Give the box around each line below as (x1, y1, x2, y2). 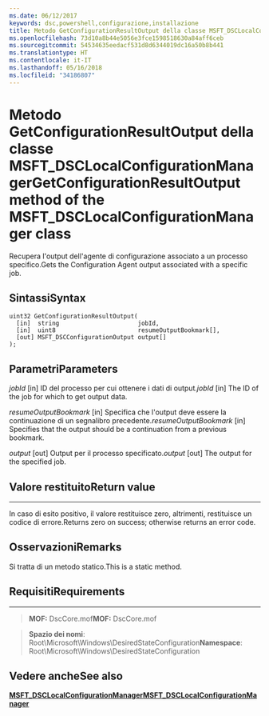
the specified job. (9, 457, 67, 466)
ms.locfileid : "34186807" (9, 71, 95, 79)
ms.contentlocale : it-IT (9, 57, 92, 65)
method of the (9, 190, 105, 209)
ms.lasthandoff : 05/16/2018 (9, 64, 103, 72)
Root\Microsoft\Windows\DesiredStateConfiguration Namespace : (28, 638, 243, 647)
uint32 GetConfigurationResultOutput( (9, 313, 138, 321)
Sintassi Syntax (9, 291, 86, 305)
